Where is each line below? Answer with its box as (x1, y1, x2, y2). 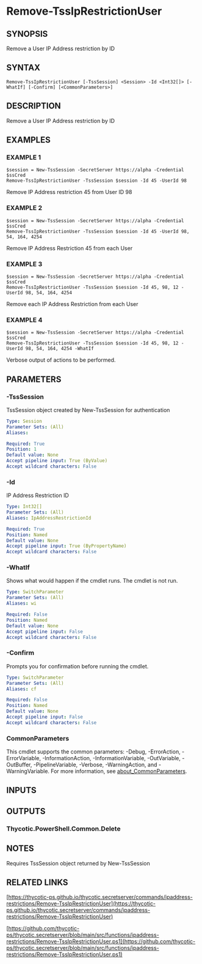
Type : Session (6, 418, 43, 424)
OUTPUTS (6, 806, 46, 816)
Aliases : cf (6, 686, 37, 692)
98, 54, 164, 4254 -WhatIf (25, 346, 95, 352)
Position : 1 (6, 446, 37, 452)
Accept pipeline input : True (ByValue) (6, 458, 108, 464)
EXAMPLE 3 (6, 260, 43, 268)
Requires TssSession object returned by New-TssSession (6, 859, 151, 867)
